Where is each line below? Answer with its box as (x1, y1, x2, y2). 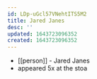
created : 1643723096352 (7, 37, 78, 44)
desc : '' (7, 23, 33, 31)
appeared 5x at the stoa (17, 64, 88, 73)
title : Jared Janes (7, 17, 65, 24)
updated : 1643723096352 (7, 30, 78, 38)
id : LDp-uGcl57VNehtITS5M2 (7, 10, 87, 18)
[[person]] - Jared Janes (17, 56, 90, 65)
